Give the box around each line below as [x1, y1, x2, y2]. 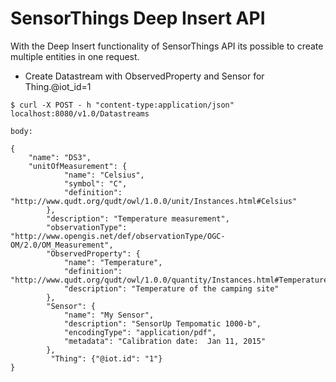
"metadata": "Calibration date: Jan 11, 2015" [63, 336, 267, 346]
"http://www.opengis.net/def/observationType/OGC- [10, 231, 226, 241]
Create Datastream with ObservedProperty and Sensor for [24, 70, 265, 82]
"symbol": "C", [63, 178, 128, 189]
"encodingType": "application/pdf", [63, 327, 217, 337]
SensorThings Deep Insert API [10, 7, 266, 30]
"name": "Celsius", [63, 170, 145, 180]
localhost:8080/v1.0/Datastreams [10, 108, 150, 119]
